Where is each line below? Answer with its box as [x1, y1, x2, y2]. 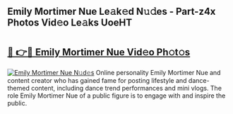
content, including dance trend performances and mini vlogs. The [30, 84, 222, 92]
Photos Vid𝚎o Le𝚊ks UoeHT [7, 17, 133, 29]
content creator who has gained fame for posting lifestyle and [7, 76, 187, 84]
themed [7, 84, 30, 92]
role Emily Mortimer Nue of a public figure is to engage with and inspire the [7, 91, 226, 100]
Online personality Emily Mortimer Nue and [95, 69, 221, 76]
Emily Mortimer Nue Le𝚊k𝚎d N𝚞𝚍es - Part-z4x [7, 6, 216, 18]
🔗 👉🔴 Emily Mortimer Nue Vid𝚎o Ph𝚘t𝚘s [7, 46, 191, 58]
